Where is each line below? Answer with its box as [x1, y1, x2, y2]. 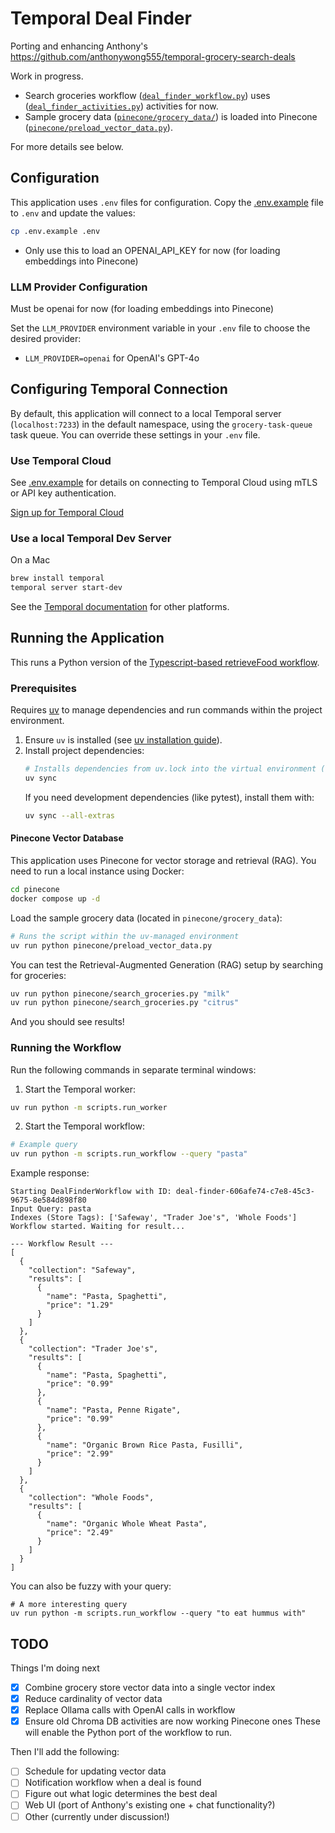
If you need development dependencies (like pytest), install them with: [24, 791, 315, 803]
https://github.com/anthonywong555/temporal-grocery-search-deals [10, 50, 296, 62]
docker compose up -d [10, 893, 101, 904]
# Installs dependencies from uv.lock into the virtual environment [24, 764, 317, 774]
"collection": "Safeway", [28, 1265, 137, 1276]
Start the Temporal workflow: [24, 1120, 146, 1132]
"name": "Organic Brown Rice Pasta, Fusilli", [46, 1440, 244, 1451]
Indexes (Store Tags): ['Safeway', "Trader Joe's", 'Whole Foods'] [10, 1213, 298, 1223]
